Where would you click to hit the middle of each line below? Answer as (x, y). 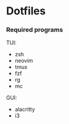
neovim (24, 61)
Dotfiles (26, 11)
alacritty (25, 110)
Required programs (35, 30)
